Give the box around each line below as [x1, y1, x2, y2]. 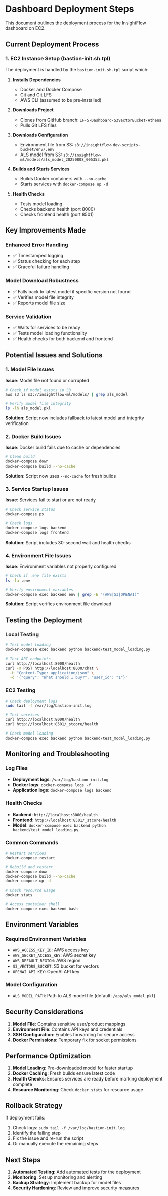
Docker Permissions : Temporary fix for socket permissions [12, 1037, 137, 1043]
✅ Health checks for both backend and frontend [12, 335, 113, 342]
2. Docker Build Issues [5, 433, 62, 440]
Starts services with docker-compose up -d [20, 181, 108, 187]
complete [12, 1081, 33, 1087]
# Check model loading [5, 730, 53, 736]
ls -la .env [5, 578, 30, 583]
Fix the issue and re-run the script [12, 1135, 83, 1141]
